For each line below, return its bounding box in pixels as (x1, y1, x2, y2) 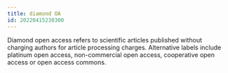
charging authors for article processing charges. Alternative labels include (7, 43, 222, 51)
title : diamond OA (7, 10, 61, 17)
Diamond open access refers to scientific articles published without (7, 35, 202, 44)
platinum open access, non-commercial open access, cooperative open (7, 50, 215, 59)
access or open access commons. (7, 58, 107, 66)
